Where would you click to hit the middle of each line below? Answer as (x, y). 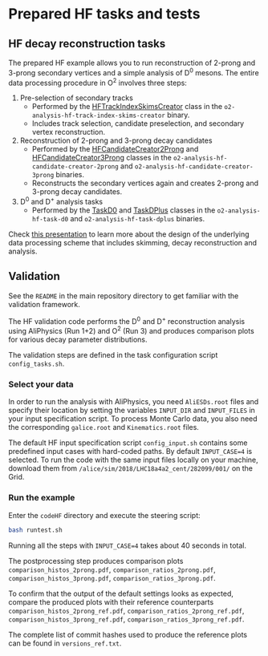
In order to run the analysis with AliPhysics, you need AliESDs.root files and (134, 402)
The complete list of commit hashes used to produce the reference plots (128, 634)
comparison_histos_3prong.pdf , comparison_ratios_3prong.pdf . (112, 577)
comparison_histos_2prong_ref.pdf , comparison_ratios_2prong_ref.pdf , (126, 610)
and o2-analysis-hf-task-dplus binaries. (138, 218)
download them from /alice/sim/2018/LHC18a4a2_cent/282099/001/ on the (131, 468)
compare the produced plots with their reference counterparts (111, 601)
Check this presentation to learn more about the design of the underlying (129, 234)
